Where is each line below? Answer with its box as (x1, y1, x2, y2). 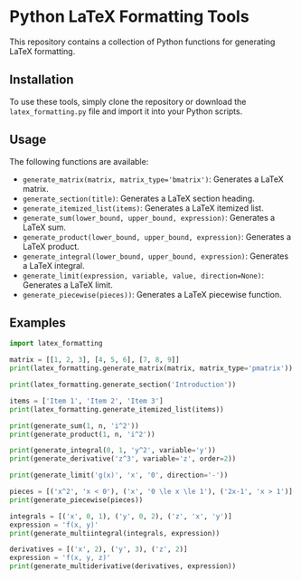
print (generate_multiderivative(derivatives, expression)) (9, 562, 237, 571)
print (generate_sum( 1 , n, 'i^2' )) (9, 421, 140, 431)
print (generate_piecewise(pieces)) (9, 495, 144, 504)
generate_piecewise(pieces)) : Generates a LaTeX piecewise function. (22, 289, 282, 300)
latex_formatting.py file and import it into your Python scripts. (9, 106, 243, 117)
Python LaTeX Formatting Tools (9, 6, 250, 27)
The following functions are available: (9, 156, 149, 166)
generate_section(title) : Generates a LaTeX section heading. (22, 193, 255, 204)
